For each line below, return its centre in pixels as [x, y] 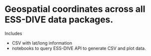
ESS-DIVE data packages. [59, 20]
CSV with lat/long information [42, 43]
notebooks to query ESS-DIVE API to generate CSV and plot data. [79, 48]
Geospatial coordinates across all [75, 9]
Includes [13, 33]
